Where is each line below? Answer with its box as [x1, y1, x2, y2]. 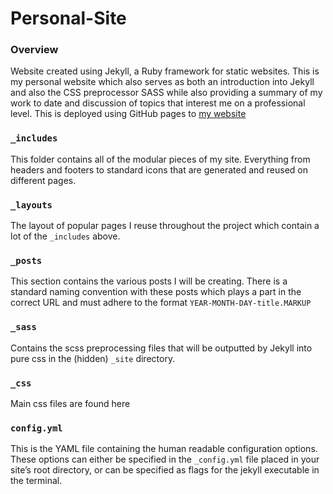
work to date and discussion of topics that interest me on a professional [10, 97, 306, 109]
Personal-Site [10, 7, 127, 30]
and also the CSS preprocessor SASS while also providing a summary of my [10, 87, 323, 99]
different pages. [10, 174, 77, 186]
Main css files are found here [10, 397, 131, 409]
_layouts [10, 199, 53, 211]
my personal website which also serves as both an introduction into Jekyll [10, 76, 315, 88]
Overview [10, 43, 59, 57]
